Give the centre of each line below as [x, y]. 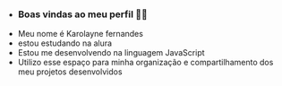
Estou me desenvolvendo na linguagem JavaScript [111, 53]
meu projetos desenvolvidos [70, 72]
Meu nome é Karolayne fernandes [80, 34]
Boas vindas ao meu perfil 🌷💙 [82, 14]
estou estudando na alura [65, 43]
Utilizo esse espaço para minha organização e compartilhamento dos [145, 63]
